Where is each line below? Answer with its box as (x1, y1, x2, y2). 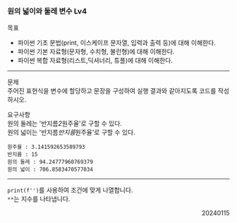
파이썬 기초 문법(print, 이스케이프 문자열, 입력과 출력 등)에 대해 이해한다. (17, 39, 217, 47)
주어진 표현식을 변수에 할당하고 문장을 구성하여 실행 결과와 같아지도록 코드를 (7, 87, 217, 95)
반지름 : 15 (7, 151, 38, 158)
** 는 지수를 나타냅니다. (7, 195, 71, 203)
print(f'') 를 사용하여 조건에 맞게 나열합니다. (7, 186, 133, 195)
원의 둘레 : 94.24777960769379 (7, 159, 94, 166)
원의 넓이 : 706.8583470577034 (7, 166, 94, 174)
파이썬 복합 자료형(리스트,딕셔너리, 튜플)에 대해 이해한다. (17, 56, 173, 65)
